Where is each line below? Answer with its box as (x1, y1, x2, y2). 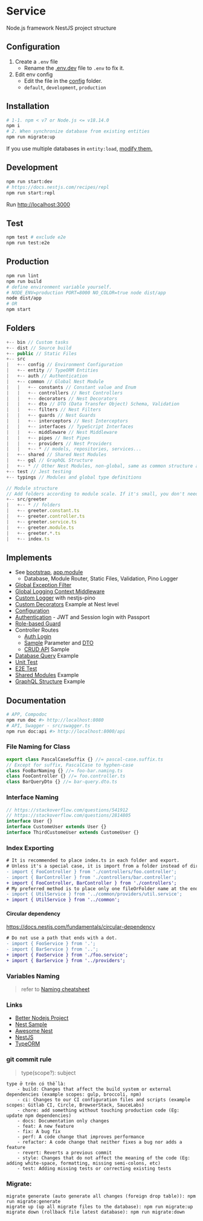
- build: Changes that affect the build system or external (17, 1086, 172, 1092)
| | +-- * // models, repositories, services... (6, 446, 142, 452)
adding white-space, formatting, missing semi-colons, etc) (6, 1160, 161, 1166)
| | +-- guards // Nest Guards (6, 413, 96, 419)
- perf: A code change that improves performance (17, 1133, 145, 1140)
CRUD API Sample (24, 646, 69, 653)
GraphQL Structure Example (14, 678, 86, 685)
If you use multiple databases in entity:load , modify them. (6, 145, 153, 152)
